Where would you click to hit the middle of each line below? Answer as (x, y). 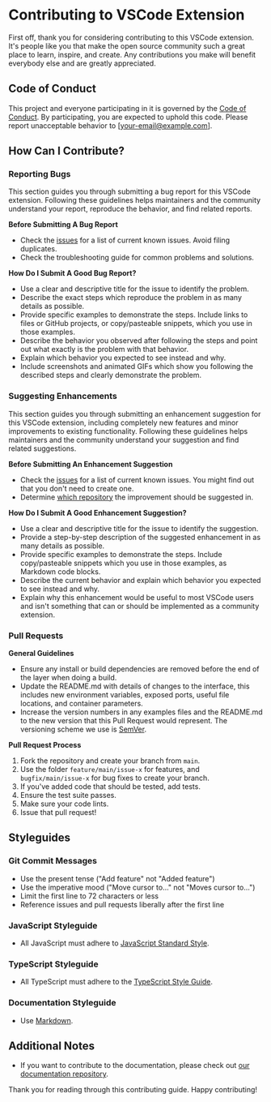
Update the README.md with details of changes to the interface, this (135, 686)
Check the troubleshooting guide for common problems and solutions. (137, 258)
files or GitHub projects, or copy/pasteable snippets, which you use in (136, 324)
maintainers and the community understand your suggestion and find (124, 440)
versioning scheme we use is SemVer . (83, 729)
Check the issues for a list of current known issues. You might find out (137, 479)
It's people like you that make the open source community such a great (127, 45)
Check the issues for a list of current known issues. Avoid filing (125, 240)
